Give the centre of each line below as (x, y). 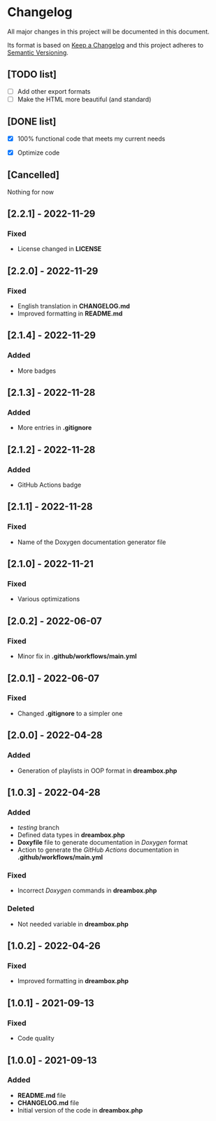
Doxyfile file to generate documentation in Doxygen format (102, 843)
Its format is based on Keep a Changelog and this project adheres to (106, 45)
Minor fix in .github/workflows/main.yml (77, 656)
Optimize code (38, 152)
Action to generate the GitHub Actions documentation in (98, 850)
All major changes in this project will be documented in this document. (108, 31)
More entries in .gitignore (55, 428)
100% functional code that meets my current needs (91, 138)
